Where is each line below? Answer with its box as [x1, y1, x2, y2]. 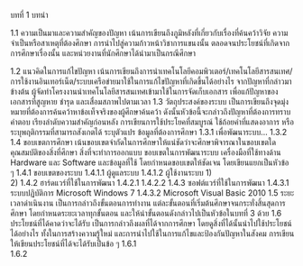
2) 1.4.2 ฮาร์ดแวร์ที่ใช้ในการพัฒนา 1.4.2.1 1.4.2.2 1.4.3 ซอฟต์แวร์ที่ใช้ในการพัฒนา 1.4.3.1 [10, 178, 289, 188]
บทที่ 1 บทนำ [10, 10, 49, 20]
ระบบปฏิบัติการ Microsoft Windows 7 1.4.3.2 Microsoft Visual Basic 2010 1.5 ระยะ [10, 188, 295, 198]
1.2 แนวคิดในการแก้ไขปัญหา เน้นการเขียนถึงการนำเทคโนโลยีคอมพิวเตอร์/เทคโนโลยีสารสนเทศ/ [10, 66, 293, 77]
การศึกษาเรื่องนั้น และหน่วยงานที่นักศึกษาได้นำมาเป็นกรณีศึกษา [10, 48, 197, 59]
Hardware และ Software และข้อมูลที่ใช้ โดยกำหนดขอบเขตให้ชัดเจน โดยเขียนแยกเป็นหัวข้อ [10, 157, 289, 168]
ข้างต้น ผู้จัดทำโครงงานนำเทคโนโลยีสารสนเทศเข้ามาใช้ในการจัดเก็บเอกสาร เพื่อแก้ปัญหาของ [10, 87, 279, 96]
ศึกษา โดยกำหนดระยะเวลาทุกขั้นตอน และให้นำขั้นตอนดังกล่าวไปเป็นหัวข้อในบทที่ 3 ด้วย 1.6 [10, 208, 282, 218]
